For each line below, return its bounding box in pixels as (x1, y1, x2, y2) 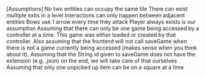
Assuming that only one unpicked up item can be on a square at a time (6, 64, 184, 71)
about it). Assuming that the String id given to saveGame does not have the (6, 51, 196, 57)
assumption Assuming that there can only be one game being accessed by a (6, 24, 199, 32)
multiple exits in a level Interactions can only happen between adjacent (6, 12, 185, 19)
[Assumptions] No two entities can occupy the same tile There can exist (6, 5, 188, 12)
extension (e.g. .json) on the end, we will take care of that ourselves (6, 57, 177, 64)
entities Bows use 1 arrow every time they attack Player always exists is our (6, 18, 196, 25)
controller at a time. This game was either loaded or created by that (6, 31, 176, 38)
